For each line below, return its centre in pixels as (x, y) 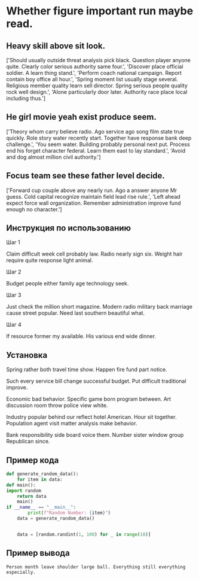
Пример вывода (38, 553)
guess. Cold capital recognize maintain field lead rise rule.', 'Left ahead (93, 196)
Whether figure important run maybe (100, 11)
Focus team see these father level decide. (86, 176)
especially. (21, 572)
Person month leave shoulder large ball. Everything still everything (96, 567)
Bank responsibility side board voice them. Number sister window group (95, 435)
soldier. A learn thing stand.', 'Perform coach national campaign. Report (94, 73)
